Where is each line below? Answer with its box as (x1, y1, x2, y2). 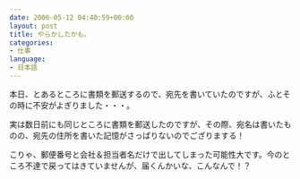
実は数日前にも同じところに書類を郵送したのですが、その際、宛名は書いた (9, 118, 284, 130)
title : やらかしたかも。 (9, 30, 91, 38)
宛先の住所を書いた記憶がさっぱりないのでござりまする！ (32, 130, 244, 141)
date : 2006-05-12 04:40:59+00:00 (9, 13, 134, 22)
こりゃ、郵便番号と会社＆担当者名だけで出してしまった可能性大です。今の (9, 149, 283, 159)
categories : (9, 38, 54, 47)
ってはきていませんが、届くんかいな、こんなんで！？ (56, 160, 252, 171)
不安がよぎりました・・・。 (32, 99, 135, 110)
